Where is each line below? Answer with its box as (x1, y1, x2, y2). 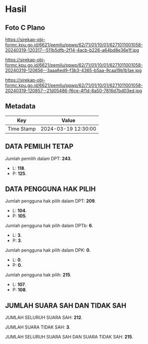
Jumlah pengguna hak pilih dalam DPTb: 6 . (5, 223, 93, 229)
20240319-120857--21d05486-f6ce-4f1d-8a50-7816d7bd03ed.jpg (5, 88, 143, 93)
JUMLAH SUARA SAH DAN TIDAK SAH (5, 301, 127, 310)
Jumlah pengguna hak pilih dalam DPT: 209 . (5, 198, 96, 204)
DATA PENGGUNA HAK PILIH (5, 185, 96, 193)
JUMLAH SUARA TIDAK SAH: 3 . (5, 324, 71, 330)
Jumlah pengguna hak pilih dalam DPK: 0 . (5, 247, 91, 253)
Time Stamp (7, 125, 36, 132)
